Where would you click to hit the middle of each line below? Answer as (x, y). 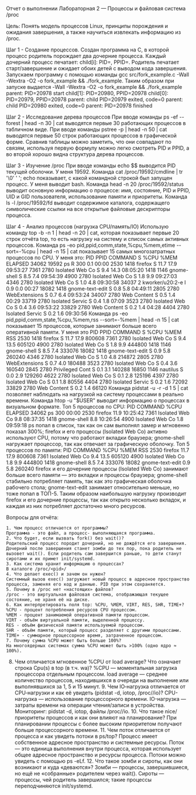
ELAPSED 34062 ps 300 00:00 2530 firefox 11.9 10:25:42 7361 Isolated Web (98, 413)
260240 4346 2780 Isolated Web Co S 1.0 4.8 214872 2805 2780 (85, 357)
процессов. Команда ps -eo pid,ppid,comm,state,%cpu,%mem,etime (91, 245)
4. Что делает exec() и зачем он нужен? (56, 574)
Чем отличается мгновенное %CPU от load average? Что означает (98, 662)
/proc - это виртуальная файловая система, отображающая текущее (87, 594)
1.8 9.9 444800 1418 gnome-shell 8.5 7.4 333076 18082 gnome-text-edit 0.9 (98, 462)
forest (13, 123)
